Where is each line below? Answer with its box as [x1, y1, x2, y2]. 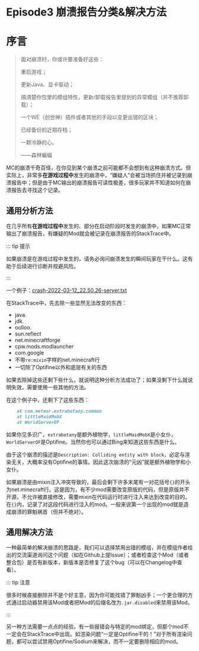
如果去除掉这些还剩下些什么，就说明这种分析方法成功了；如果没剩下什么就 [6, 376, 188, 383]
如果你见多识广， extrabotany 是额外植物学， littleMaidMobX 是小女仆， [6, 430, 176, 438]
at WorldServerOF [17, 419, 60, 425]
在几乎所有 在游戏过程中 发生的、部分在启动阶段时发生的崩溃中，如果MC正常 [6, 222, 191, 229]
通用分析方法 [6, 206, 53, 216]
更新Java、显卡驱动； [20, 81, 75, 88]
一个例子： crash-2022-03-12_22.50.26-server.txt [6, 287, 127, 294]
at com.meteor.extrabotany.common [17, 408, 102, 414]
